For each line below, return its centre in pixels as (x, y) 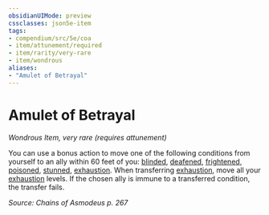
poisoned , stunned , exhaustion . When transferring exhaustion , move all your (134, 170)
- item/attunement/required (55, 46)
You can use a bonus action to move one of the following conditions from (129, 152)
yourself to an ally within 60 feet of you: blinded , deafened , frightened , (125, 161)
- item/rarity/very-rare (50, 53)
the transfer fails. (37, 187)
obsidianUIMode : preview (50, 16)
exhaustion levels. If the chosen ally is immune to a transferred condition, (129, 178)
